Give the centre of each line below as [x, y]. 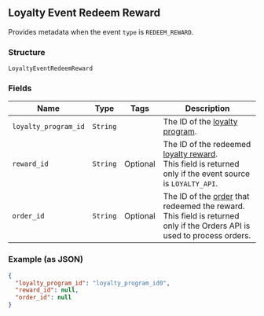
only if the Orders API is [207, 226]
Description [207, 108]
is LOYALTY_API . [191, 184]
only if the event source [206, 174]
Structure [27, 52]
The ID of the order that [206, 197]
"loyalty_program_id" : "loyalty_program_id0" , [93, 283]
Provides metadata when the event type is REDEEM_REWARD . [101, 31]
